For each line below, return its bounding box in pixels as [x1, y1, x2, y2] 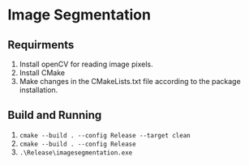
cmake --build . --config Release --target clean [19, 131, 191, 139]
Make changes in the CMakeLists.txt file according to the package [19, 77, 241, 86]
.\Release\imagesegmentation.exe [19, 148, 133, 157]
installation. [19, 85, 58, 95]
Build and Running [7, 108, 102, 122]
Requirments [7, 38, 75, 52]
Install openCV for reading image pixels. [19, 59, 153, 69]
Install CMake [19, 68, 66, 78]
